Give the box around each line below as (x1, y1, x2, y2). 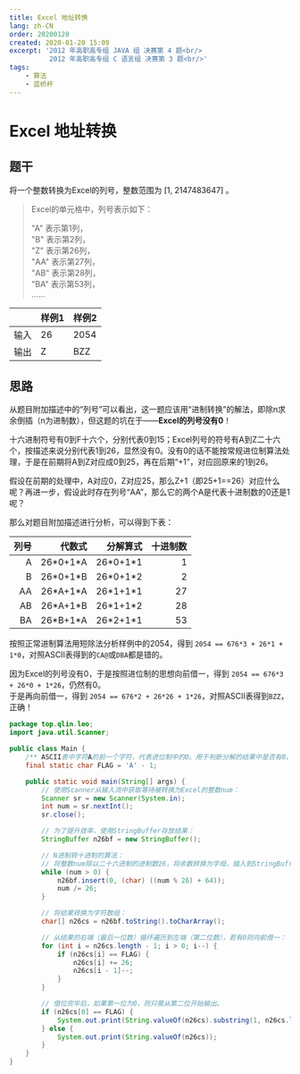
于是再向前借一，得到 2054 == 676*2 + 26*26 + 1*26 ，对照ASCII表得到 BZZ (9, 690, 281, 702)
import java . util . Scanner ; (9, 728, 110, 738)
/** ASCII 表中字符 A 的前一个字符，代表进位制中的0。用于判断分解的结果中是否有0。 (25, 753, 293, 762)
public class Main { (9, 744, 87, 754)
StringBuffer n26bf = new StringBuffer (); (41, 835, 202, 844)
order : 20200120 (9, 30, 70, 38)
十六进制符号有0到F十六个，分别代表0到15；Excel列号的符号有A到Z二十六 (9, 435, 281, 445)
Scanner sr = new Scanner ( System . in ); (41, 793, 186, 803)
